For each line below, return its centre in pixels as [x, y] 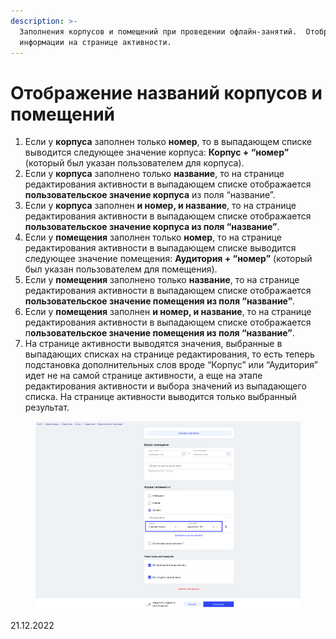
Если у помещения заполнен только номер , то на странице [153, 237]
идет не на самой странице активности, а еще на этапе [143, 376]
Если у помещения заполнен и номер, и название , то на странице [168, 312]
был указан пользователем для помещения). [121, 269]
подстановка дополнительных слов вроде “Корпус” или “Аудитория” [171, 365]
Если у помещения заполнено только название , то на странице [162, 280]
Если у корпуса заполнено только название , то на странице [154, 174]
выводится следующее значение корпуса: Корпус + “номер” [157, 152]
